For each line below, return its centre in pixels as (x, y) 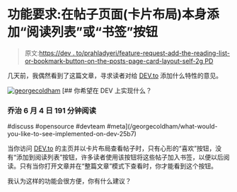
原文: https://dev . (50, 53)
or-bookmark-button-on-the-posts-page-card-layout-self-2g (114, 61)
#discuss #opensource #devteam (56, 126)
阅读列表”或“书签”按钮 (92, 32)
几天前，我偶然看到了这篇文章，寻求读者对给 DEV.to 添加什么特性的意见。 (115, 76)
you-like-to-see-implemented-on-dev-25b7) (72, 134)
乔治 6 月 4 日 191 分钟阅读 (52, 110)
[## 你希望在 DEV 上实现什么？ (107, 90)
